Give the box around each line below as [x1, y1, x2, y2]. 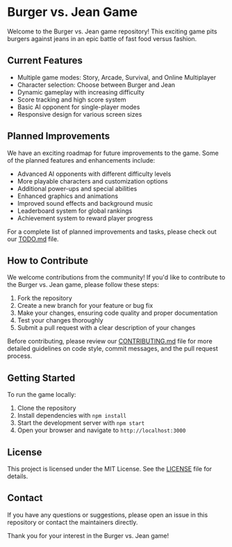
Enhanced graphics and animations [17, 192, 119, 200]
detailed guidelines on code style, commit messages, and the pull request [7, 345, 218, 353]
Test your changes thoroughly [17, 316, 103, 325]
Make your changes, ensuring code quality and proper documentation [17, 309, 218, 317]
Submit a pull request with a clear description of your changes [17, 324, 196, 332]
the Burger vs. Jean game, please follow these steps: [7, 281, 160, 289]
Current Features [7, 55, 83, 67]
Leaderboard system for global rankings [17, 206, 133, 215]
